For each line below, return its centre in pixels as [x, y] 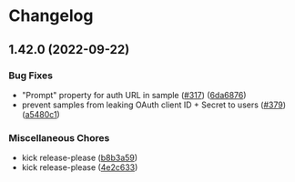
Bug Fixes [31, 76]
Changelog [51, 16]
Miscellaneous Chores [59, 137]
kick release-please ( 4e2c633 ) [80, 167]
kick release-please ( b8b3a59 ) [80, 158]
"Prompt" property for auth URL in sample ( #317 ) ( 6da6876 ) [134, 95]
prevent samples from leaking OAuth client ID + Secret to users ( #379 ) [153, 105]
